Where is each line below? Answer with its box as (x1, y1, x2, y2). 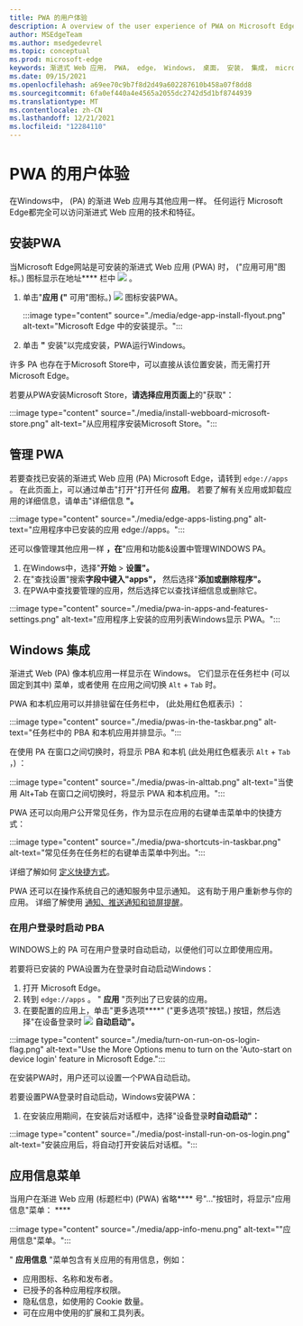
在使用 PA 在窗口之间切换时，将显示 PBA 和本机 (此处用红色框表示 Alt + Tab (9, 746, 291, 758)
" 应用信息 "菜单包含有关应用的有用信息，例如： (9, 1255, 188, 1266)
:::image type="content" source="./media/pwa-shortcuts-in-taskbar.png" (9, 836, 281, 848)
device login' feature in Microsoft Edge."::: (9, 1053, 166, 1064)
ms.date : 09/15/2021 (9, 72, 87, 81)
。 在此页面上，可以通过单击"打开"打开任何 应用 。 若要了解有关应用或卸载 (9, 483, 284, 494)
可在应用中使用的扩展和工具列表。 (22, 1307, 150, 1318)
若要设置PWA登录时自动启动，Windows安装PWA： (9, 1091, 198, 1101)
